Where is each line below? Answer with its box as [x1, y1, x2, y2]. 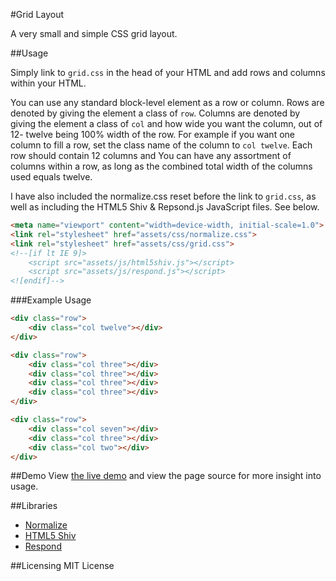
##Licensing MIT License [10, 560, 115, 572]
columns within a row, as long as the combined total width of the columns [10, 160, 313, 172]
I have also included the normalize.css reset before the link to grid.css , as [10, 190, 317, 202]
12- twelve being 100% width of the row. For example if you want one [10, 129, 295, 140]
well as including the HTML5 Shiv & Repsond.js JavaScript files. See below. [10, 201, 320, 213]
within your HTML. [10, 77, 87, 89]
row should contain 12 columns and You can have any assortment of [10, 150, 292, 161]
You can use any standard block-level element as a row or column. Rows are [10, 97, 325, 108]
